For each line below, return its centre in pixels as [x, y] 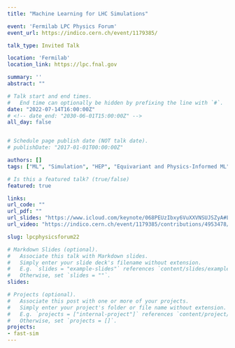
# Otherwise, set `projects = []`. [62, 321]
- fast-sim [23, 334]
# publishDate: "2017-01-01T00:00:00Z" [65, 147]
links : [17, 198]
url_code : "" [26, 205]
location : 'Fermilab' [39, 58]
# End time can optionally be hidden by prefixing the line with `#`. [115, 103]
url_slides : [24, 218]
